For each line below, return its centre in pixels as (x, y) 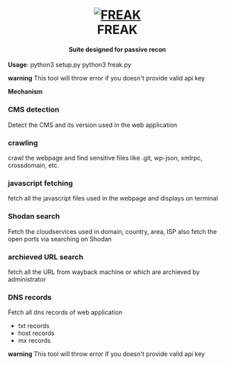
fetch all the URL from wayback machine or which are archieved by (104, 272)
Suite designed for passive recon (117, 49)
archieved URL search (46, 257)
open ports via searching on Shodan (60, 239)
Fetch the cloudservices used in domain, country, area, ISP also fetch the (112, 231)
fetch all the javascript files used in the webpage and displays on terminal (113, 198)
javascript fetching (41, 183)
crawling (23, 143)
